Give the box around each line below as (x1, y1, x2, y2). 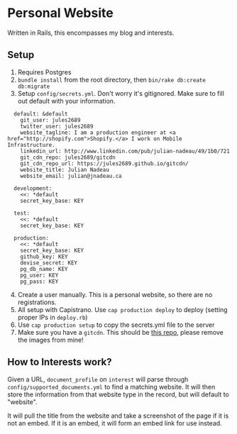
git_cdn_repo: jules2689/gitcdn (20, 154, 116, 161)
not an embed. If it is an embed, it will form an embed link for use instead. (7, 418, 222, 427)
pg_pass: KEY (20, 278, 59, 285)
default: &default (13, 110, 69, 118)
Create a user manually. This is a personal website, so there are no (17, 290, 213, 299)
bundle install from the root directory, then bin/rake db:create (17, 75, 206, 84)
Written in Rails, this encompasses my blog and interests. (7, 28, 175, 37)
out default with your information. (17, 96, 116, 105)
